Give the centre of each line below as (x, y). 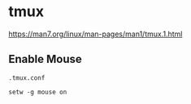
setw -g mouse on (38, 92)
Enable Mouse (46, 59)
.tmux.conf (27, 78)
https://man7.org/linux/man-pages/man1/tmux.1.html (95, 34)
